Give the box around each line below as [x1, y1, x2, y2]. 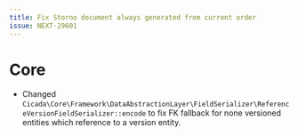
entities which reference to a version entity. [21, 117, 181, 128]
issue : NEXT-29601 [9, 21, 77, 30]
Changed [21, 89, 56, 100]
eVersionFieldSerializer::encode [21, 109, 147, 118]
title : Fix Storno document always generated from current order [9, 12, 256, 22]
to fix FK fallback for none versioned [148, 108, 282, 118]
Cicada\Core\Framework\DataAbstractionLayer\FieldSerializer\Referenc [21, 100, 290, 109]
